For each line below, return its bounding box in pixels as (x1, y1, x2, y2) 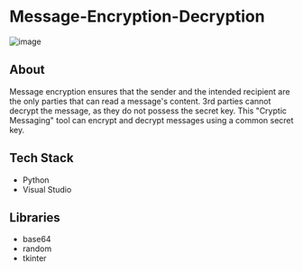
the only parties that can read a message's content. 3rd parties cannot (9, 95, 271, 106)
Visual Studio (22, 184, 72, 194)
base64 (22, 234, 51, 245)
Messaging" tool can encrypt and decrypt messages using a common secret (9, 114, 294, 125)
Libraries (9, 210, 60, 225)
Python (22, 174, 50, 185)
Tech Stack (9, 150, 74, 166)
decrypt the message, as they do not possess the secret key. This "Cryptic (9, 105, 287, 116)
